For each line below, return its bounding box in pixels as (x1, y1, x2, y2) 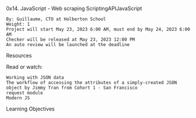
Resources (6, 52, 32, 59)
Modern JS (6, 95, 31, 101)
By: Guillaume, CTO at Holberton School (6, 16, 107, 22)
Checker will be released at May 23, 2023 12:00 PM (6, 37, 135, 43)
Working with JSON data (6, 75, 65, 81)
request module (6, 90, 43, 96)
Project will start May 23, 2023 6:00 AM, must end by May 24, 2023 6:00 (6, 26, 191, 32)
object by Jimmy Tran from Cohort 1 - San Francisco (6, 85, 138, 91)
